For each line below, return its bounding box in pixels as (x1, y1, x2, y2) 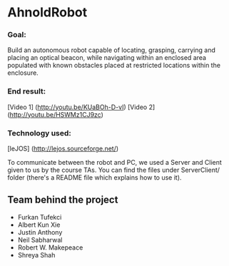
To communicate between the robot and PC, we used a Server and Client (7, 158, 223, 167)
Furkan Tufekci (17, 213, 62, 221)
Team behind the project (7, 194, 118, 206)
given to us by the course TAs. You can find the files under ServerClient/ (7, 165, 220, 175)
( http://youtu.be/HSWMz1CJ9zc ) (7, 110, 103, 118)
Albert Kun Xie (17, 220, 61, 229)
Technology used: (7, 128, 71, 138)
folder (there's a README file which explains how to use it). (7, 173, 182, 182)
